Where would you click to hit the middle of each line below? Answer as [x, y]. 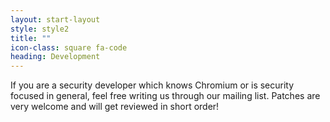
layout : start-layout [55, 19]
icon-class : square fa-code [69, 47]
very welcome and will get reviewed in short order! [115, 107]
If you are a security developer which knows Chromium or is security [152, 85]
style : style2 [40, 29]
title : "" [31, 38]
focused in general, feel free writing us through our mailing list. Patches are [165, 96]
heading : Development [55, 57]
